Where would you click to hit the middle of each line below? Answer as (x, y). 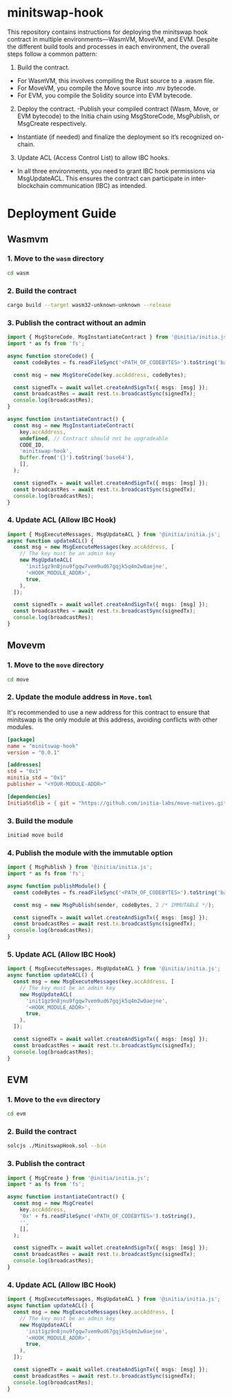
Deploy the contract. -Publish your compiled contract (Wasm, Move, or (118, 109)
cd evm (17, 1114)
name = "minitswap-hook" (43, 746)
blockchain (33, 185)
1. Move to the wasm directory (56, 259)
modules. (20, 726)
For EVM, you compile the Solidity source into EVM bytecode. (105, 95)
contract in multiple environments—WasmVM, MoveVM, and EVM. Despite (113, 39)
